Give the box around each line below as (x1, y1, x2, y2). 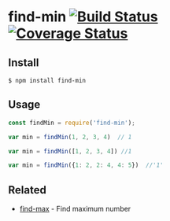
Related (8, 183, 47, 197)
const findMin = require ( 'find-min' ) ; (8, 119, 135, 127)
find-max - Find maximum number (19, 204, 131, 214)
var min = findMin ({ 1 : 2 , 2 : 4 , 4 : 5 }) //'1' (8, 161, 164, 169)
